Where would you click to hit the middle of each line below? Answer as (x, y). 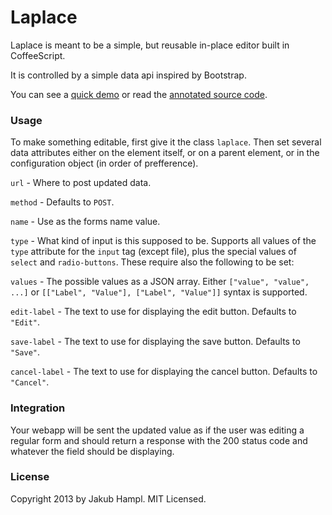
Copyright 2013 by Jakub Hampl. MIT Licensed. (108, 498)
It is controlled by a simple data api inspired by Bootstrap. (128, 75)
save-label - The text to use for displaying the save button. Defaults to (155, 342)
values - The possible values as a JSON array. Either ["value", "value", (160, 282)
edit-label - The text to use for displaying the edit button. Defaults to (153, 312)
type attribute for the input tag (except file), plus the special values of (153, 252)
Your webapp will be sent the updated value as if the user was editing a (157, 430)
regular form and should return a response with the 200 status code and (159, 440)
